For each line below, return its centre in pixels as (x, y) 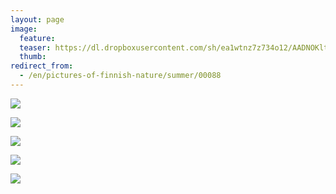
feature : (37, 38)
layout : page (37, 19)
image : (24, 29)
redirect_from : (42, 66)
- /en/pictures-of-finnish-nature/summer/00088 (120, 76)
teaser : (35, 47)
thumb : (33, 57)
